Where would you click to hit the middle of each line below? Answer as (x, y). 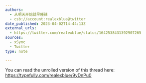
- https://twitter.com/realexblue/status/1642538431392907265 (75, 33)
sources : (14, 38)
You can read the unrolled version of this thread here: (60, 70)
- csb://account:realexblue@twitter (48, 19)
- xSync (18, 42)
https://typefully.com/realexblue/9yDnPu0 (48, 75)
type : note (16, 51)
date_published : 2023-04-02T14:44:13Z (45, 24)
